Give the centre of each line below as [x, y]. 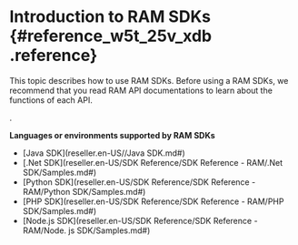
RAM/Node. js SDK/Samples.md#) [86, 230]
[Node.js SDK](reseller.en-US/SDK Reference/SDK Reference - [140, 220]
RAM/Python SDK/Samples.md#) [84, 191]
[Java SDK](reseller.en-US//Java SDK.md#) [104, 153]
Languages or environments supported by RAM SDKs [112, 135]
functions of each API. [51, 100]
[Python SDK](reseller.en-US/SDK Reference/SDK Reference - [139, 182]
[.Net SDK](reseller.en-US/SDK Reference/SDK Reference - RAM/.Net [153, 162]
